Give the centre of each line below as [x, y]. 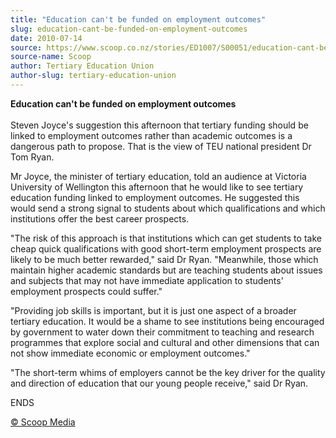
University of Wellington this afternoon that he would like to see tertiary [157, 187]
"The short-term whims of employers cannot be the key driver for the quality [168, 372]
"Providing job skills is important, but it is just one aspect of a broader [153, 310]
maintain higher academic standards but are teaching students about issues [166, 270]
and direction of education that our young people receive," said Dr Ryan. [159, 383]
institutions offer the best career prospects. [100, 218]
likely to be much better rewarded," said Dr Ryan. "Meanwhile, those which [164, 259]
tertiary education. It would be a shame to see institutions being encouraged [167, 321]
